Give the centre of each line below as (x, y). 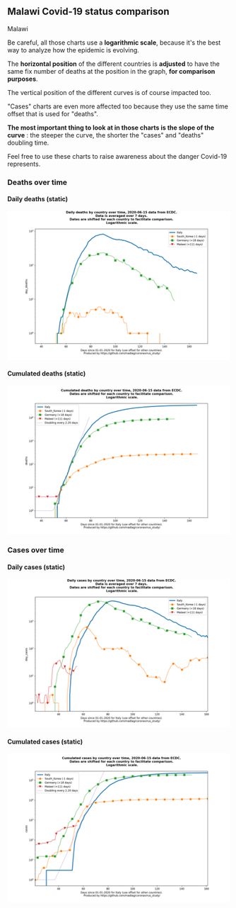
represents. (24, 164)
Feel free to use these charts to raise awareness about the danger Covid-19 (117, 156)
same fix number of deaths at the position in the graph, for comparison (111, 71)
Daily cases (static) (36, 567)
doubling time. (28, 142)
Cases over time (36, 550)
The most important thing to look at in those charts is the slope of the (111, 128)
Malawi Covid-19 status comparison (88, 12)
